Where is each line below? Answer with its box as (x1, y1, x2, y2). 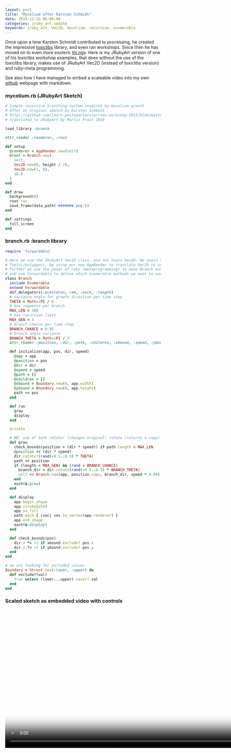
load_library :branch (5, 126, 50, 131)
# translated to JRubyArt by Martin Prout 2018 (5, 117, 105, 122)
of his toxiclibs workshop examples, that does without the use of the (5, 55, 144, 61)
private (9, 427, 26, 431)
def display (9, 495, 35, 500)
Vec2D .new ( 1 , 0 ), (14, 167, 50, 172)
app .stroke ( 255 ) (14, 504, 48, 509)
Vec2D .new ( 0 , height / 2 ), (14, 162, 70, 168)
